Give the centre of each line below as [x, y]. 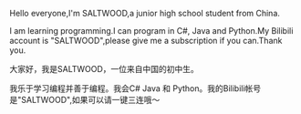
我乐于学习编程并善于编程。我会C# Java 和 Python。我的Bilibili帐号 [135, 88]
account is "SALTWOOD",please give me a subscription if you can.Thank [146, 41]
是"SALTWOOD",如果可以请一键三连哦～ [85, 100]
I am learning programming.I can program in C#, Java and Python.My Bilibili [151, 31]
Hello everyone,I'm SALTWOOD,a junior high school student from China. [145, 13]
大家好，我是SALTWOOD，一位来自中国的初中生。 [104, 69]
